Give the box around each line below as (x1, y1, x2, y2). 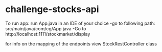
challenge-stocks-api (5, 4, 99, 15)
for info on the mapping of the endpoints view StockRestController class (5, 40, 157, 46)
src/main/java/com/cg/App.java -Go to (5, 25, 86, 31)
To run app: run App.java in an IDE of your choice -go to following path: (5, 20, 155, 26)
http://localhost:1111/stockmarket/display (5, 31, 90, 37)
